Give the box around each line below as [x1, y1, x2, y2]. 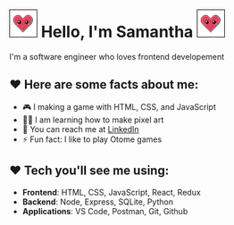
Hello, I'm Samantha [40, 22, 194, 42]
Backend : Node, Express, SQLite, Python [21, 196, 174, 207]
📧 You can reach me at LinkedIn [21, 123, 140, 134]
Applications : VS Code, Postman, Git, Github [21, 205, 188, 216]
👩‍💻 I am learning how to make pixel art [21, 114, 164, 125]
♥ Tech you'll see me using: [9, 163, 170, 179]
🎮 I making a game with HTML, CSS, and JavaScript [21, 101, 216, 112]
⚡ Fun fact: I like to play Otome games [21, 134, 163, 145]
